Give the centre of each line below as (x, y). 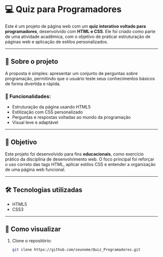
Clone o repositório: (32, 241)
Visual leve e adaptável (35, 123)
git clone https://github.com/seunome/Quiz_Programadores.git (76, 250)
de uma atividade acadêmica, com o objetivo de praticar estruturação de (78, 37)
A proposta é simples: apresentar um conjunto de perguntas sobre (72, 73)
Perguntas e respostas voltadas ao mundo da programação (71, 117)
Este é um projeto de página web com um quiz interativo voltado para (76, 26)
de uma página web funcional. (35, 169)
